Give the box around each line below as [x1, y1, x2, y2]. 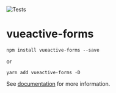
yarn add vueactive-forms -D [6, 69, 81, 75]
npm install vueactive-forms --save [6, 47, 100, 53]
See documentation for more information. [6, 80, 111, 88]
